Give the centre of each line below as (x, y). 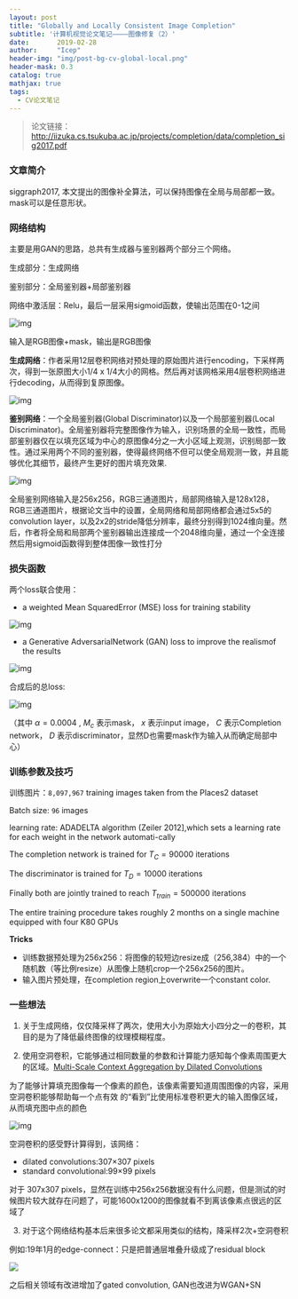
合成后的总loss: (37, 687)
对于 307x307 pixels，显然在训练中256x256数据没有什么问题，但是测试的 (144, 1190)
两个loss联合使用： (44, 590)
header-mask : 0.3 (41, 67)
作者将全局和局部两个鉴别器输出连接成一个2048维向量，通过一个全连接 (155, 532)
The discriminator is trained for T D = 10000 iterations (106, 875)
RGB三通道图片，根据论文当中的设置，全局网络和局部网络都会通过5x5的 (141, 510)
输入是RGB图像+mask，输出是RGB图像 (80, 341)
